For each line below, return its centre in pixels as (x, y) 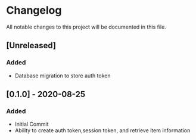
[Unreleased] (31, 46)
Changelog (34, 10)
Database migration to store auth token (63, 76)
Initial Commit (32, 124)
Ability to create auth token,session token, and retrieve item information (102, 130)
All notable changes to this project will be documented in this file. (86, 27)
